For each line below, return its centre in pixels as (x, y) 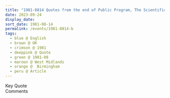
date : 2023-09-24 (24, 15)
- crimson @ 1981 (28, 48)
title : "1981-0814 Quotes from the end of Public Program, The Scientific (86, 10)
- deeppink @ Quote (30, 52)
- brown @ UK (24, 43)
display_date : (20, 19)
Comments (17, 91)
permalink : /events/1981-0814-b (39, 29)
